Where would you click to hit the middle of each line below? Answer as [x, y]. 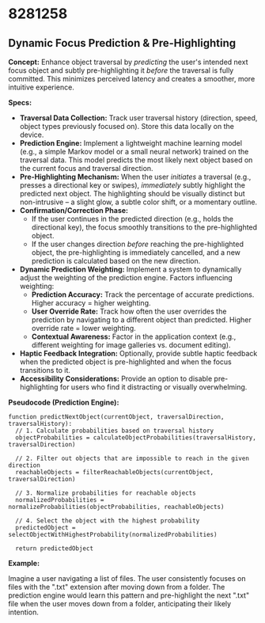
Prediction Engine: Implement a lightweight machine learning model [131, 143]
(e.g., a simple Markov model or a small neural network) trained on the [134, 152]
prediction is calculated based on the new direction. [116, 261]
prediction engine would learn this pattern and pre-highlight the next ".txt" [129, 595]
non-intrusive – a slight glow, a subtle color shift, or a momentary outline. [138, 202]
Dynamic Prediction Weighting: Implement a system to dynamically [131, 269]
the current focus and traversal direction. [86, 168]
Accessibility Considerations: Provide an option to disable [116, 378]
